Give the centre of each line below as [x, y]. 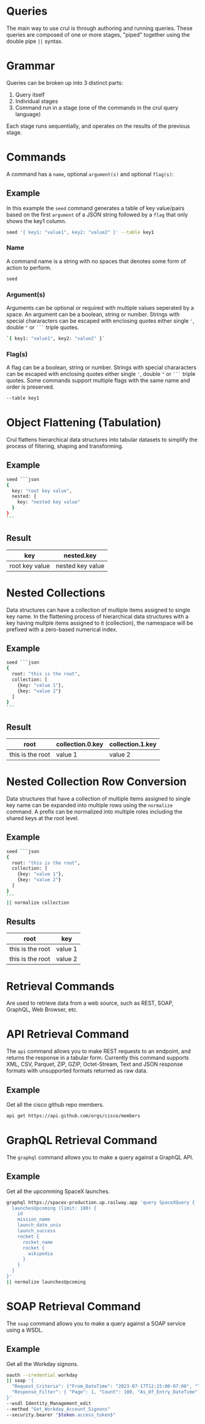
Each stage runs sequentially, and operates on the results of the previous [98, 126]
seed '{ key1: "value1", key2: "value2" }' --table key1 [80, 232]
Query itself [30, 94]
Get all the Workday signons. [42, 1363]
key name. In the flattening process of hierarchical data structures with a [98, 616]
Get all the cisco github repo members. [55, 1105]
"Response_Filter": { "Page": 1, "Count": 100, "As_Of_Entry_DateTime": [106, 1392]
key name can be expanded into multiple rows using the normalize [89, 805]
